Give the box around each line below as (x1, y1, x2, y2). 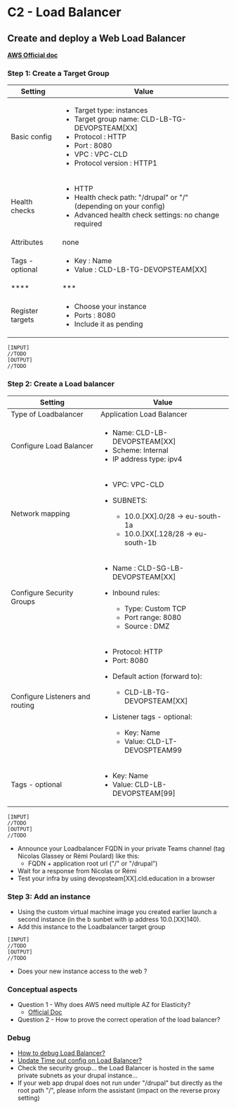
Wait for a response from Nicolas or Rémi (17, 866, 137, 875)
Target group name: (74, 114, 139, 124)
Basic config (11, 132, 53, 141)
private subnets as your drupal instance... (17, 1071, 138, 1080)
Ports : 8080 (74, 310, 116, 320)
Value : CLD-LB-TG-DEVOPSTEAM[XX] (74, 265, 207, 274)
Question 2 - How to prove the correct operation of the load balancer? (17, 1015, 221, 1024)
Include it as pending (74, 319, 143, 329)
